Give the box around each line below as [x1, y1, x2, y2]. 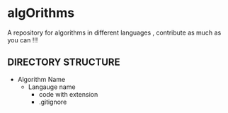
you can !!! [7, 35, 38, 44]
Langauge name [28, 83, 76, 91]
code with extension [38, 90, 98, 98]
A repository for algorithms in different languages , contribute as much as [7, 28, 222, 37]
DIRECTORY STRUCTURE [7, 56, 120, 69]
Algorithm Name [17, 75, 66, 83]
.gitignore [38, 97, 67, 106]
